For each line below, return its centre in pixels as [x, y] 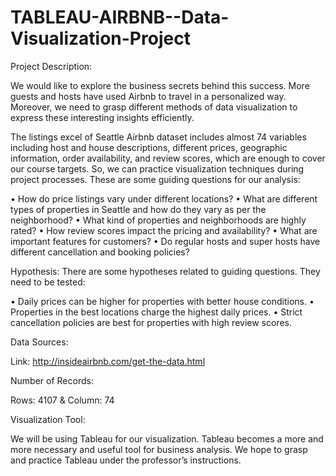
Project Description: [51, 66]
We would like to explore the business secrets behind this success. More [160, 85]
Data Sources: [39, 342]
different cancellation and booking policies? [100, 252]
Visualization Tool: [48, 419]
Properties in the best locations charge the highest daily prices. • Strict [156, 312]
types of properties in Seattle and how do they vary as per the [138, 209]
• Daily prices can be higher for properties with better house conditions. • [162, 301]
